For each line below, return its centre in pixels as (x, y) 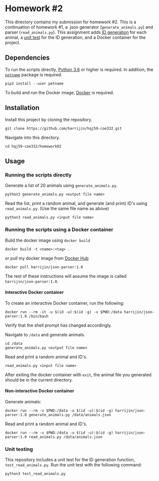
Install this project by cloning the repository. (49, 119)
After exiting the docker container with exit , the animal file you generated (78, 375)
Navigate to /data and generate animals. (45, 334)
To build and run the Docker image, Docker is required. (60, 92)
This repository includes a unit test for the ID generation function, (70, 460)
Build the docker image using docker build (48, 240)
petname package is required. (34, 75)
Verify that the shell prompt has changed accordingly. (58, 325)
